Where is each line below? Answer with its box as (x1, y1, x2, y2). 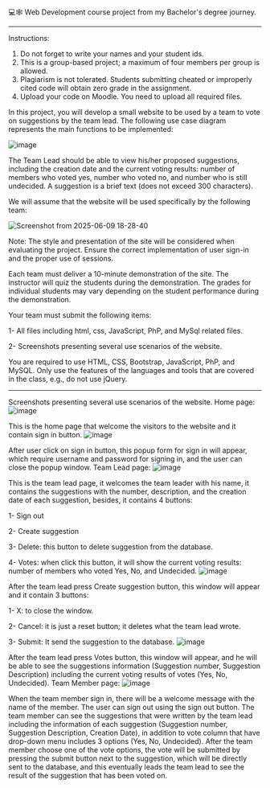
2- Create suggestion (8, 527, 79, 536)
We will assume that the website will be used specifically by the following (8, 197, 251, 206)
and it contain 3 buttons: (8, 590, 89, 600)
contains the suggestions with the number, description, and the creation (8, 486, 247, 496)
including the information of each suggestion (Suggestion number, (8, 720, 228, 728)
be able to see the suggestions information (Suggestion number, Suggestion (8, 661, 261, 671)
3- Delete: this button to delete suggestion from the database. (8, 542, 213, 552)
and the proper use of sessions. (8, 253, 114, 263)
